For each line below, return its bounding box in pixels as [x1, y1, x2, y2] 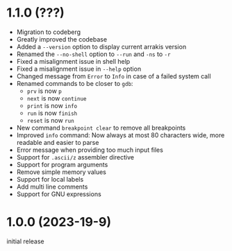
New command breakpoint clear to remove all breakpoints [16, 123, 186, 132]
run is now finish [26, 109, 78, 117]
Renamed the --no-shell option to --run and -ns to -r [16, 50, 171, 58]
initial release [6, 237, 44, 245]
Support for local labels [16, 175, 84, 183]
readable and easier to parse [16, 138, 99, 146]
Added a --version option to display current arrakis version [16, 42, 187, 51]
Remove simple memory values [16, 168, 107, 176]
